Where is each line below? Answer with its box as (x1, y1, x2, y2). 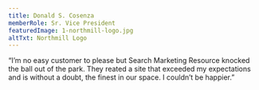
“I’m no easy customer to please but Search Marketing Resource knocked (8, 56, 250, 65)
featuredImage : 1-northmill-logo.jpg (8, 26, 134, 34)
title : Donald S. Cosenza (8, 11, 94, 20)
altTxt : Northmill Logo (8, 33, 88, 42)
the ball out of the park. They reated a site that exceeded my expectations (8, 65, 251, 74)
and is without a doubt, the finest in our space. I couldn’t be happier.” (8, 72, 235, 82)
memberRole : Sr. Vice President (8, 19, 116, 27)
